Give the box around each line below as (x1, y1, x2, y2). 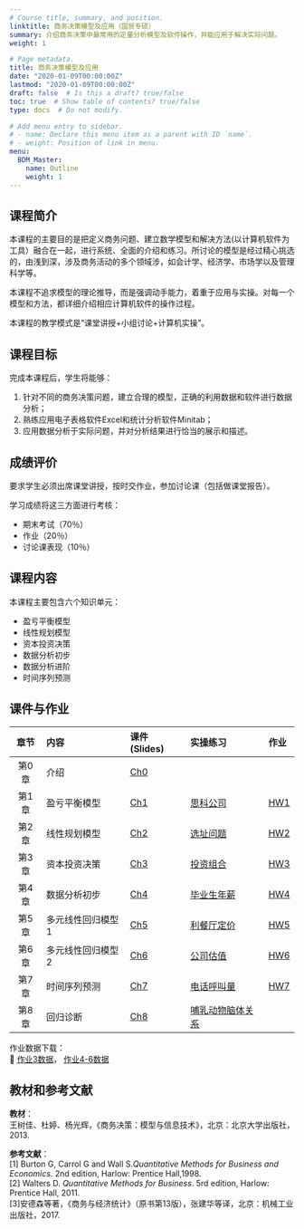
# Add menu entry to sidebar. (9, 121, 124, 131)
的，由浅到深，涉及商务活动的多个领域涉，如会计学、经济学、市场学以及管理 (9, 256, 295, 267)
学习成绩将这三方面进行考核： (9, 499, 120, 510)
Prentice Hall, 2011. (9, 1187, 81, 1198)
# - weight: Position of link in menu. (9, 139, 160, 148)
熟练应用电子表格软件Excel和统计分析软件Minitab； (22, 414, 214, 426)
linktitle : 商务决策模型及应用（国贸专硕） (9, 22, 156, 31)
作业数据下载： (9, 1042, 65, 1053)
